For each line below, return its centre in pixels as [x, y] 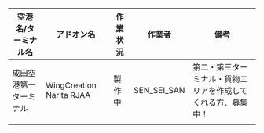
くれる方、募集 [220, 102]
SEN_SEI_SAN [159, 90]
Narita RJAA [68, 95]
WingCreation [71, 85]
